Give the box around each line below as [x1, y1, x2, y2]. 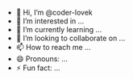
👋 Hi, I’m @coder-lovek [15, 8, 93, 17]
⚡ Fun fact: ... [15, 63, 60, 73]
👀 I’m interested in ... [15, 16, 85, 26]
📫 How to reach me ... [15, 43, 91, 52]
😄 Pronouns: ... [15, 54, 69, 64]
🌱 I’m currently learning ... [15, 25, 102, 34]
